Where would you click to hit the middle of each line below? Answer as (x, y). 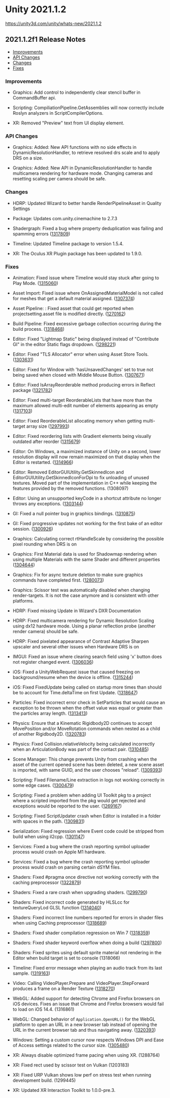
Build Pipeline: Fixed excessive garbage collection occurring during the (87, 323)
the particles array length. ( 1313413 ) (50, 713)
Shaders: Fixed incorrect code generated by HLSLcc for (71, 902)
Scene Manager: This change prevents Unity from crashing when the (85, 759)
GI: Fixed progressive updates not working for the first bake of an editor (88, 523)
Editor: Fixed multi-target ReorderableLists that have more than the (82, 400)
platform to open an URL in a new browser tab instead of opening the (85, 1024)
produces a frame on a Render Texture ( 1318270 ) (64, 988)
